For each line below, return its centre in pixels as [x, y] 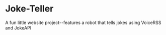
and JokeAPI [18, 27]
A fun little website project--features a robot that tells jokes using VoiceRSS [84, 22]
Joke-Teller [29, 9]
